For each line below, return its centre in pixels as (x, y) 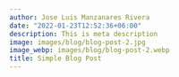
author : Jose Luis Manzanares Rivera (80, 17)
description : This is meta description (84, 34)
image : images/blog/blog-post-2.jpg (77, 42)
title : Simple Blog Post (55, 58)
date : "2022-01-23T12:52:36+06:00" (76, 26)
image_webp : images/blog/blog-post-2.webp (89, 50)
